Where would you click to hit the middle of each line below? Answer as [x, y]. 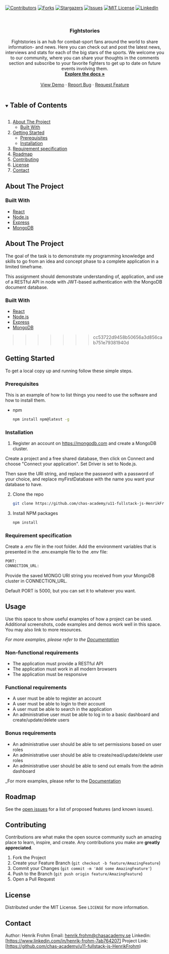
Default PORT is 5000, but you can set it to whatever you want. [71, 590]
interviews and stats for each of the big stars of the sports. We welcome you [85, 53]
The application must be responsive [50, 674]
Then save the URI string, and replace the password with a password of [79, 474]
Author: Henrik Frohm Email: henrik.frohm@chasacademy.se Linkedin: [78, 935]
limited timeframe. [24, 266]
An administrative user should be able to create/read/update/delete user [88, 755]
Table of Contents [38, 105]
